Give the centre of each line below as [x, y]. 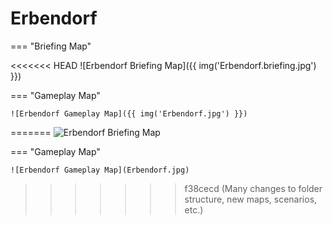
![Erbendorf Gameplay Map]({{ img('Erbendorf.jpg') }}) [129, 113]
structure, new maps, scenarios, [251, 199]
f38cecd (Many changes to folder [253, 188]
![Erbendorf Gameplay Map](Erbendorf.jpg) [100, 170]
